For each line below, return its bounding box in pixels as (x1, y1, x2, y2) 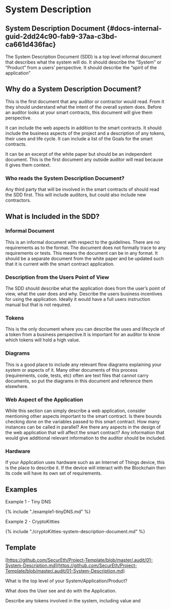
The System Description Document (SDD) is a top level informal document (5, 54, 162, 59)
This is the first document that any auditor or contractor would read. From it (5, 98, 165, 105)
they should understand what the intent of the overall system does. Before (5, 104, 162, 110)
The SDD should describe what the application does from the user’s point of (5, 286, 165, 292)
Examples (5, 485, 37, 494)
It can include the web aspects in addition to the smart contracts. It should (5, 125, 162, 131)
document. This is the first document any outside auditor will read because (5, 156, 163, 163)
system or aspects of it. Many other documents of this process (5, 367, 138, 373)
